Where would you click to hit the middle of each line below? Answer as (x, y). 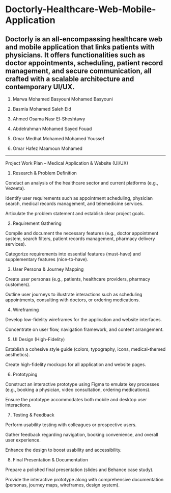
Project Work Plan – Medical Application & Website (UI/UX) (67, 163)
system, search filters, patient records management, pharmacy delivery (80, 239)
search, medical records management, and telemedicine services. (75, 203)
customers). (18, 284)
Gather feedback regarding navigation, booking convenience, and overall (82, 435)
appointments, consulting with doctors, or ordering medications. (73, 300)
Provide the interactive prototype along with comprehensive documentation (84, 479)
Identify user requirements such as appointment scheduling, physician (79, 198)
